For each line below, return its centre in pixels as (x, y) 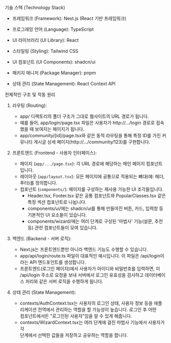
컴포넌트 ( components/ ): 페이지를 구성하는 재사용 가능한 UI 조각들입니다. (92, 189)
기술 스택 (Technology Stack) (35, 7)
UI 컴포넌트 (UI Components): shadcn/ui (54, 62)
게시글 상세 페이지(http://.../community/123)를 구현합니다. (92, 142)
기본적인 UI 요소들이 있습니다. (57, 215)
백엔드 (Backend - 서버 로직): (42, 239)
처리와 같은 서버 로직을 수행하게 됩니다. (64, 281)
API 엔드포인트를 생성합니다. (58, 262)
